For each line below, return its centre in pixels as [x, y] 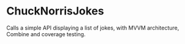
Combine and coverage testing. [46, 34]
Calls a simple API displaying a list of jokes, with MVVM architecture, [93, 28]
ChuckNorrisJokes [55, 11]
